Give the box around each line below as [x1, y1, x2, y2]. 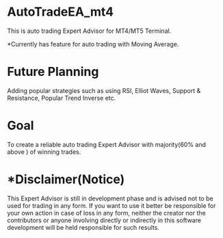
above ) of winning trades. [7, 148, 81, 156]
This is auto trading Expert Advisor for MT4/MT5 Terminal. [7, 27, 172, 35]
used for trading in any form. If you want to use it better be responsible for [7, 201, 216, 209]
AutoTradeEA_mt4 [7, 4, 114, 20]
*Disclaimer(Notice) [7, 172, 125, 187]
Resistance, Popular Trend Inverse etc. [7, 94, 116, 102]
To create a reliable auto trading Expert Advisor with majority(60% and [7, 140, 207, 148]
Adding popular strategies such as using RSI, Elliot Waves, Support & [7, 86, 201, 94]
